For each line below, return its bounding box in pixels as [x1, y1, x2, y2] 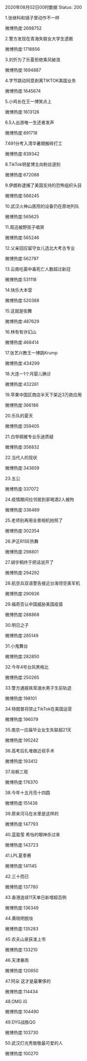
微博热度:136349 [5, 905, 39, 911]
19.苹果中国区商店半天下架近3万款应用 [5, 392, 82, 398]
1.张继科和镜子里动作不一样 [5, 15, 60, 21]
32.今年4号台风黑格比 [5, 664, 49, 670]
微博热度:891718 [5, 130, 38, 136]
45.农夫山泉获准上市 [5, 936, 46, 942]
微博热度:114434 [5, 989, 38, 994]
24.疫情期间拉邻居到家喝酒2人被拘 [5, 497, 74, 502]
